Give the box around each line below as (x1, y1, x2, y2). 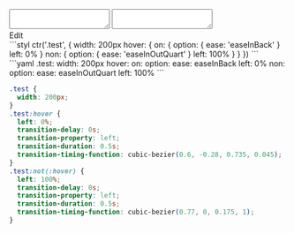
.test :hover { (9, 109, 62, 118)
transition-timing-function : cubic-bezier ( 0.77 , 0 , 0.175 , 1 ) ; (17, 207, 255, 217)
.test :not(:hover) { (9, 167, 86, 176)
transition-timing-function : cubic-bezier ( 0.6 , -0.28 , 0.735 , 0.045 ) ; (17, 150, 283, 159)
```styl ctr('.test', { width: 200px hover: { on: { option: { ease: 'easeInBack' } (9, 40, 281, 49)
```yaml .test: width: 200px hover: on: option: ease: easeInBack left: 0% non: (9, 58, 285, 69)
